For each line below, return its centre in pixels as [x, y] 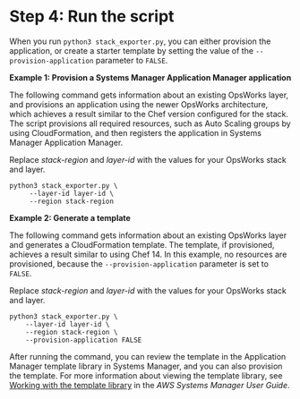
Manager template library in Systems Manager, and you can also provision [146, 366]
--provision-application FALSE [84, 340]
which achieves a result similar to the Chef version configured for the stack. [149, 114]
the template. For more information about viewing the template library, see [146, 375]
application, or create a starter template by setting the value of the [131, 50]
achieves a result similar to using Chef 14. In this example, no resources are [148, 254]
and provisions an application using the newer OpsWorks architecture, [139, 104]
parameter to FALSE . [132, 60]
